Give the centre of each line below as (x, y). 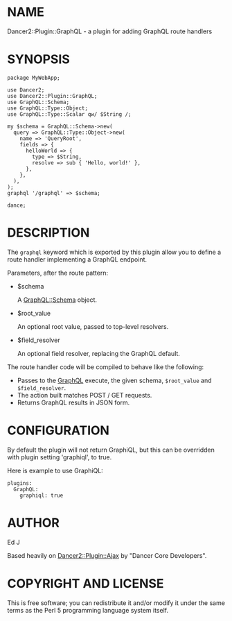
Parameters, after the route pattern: (58, 273)
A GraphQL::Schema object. (57, 300)
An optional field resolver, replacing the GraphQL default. (98, 353)
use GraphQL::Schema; (38, 102)
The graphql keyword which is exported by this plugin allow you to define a (114, 252)
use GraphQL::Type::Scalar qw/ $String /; (69, 114)
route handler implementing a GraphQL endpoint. (77, 259)
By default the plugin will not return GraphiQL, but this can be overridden (111, 450)
